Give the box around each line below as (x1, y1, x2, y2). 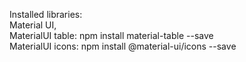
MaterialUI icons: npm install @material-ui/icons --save (9, 40, 237, 52)
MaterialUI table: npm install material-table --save (9, 30, 214, 41)
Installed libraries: (9, 9, 83, 20)
